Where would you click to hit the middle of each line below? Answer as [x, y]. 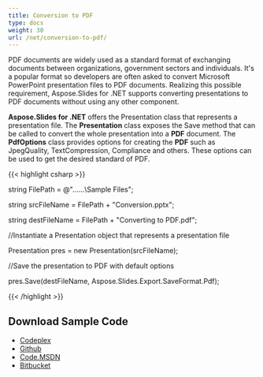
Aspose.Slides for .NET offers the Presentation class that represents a [123, 117]
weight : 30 [26, 30]
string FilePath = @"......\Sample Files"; [71, 189]
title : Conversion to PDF [50, 15]
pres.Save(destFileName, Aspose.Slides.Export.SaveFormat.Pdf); [114, 282]
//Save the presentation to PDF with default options [91, 266]
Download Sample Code [68, 321]
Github [30, 349]
